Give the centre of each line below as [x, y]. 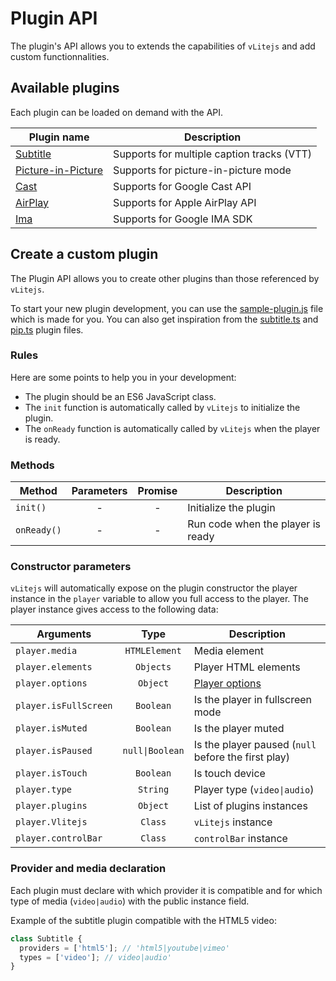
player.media [46, 651]
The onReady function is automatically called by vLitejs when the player [172, 428]
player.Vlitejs [51, 822]
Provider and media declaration [88, 869]
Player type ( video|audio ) [254, 790]
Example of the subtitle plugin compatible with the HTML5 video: [143, 920]
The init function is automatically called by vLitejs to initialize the [162, 407]
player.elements [54, 667]
